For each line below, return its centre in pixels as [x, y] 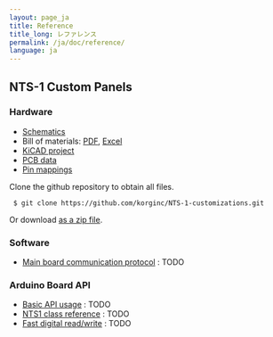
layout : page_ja [39, 17]
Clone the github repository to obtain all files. [92, 186]
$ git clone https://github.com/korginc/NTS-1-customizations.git [139, 203]
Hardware [31, 112]
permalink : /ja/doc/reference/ [67, 42]
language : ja [33, 51]
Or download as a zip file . [56, 219]
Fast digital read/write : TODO [76, 324]
